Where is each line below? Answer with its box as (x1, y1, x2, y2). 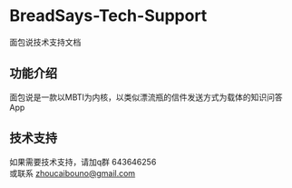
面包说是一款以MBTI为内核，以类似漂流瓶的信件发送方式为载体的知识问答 (9, 92, 283, 103)
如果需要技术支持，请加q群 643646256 (9, 156, 157, 167)
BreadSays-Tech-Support (9, 5, 208, 26)
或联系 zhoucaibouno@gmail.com (9, 167, 136, 178)
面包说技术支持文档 (9, 36, 82, 47)
